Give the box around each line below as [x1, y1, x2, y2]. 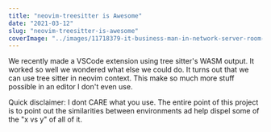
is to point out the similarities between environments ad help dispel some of [8, 106, 260, 116]
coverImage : [8, 34, 48, 43]
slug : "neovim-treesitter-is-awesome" [8, 27, 139, 35]
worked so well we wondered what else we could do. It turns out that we [8, 65, 249, 75]
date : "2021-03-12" [8, 19, 74, 27]
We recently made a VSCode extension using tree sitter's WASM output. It [8, 56, 255, 66]
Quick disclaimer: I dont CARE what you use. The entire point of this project [8, 97, 259, 107]
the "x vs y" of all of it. [8, 114, 83, 125]
